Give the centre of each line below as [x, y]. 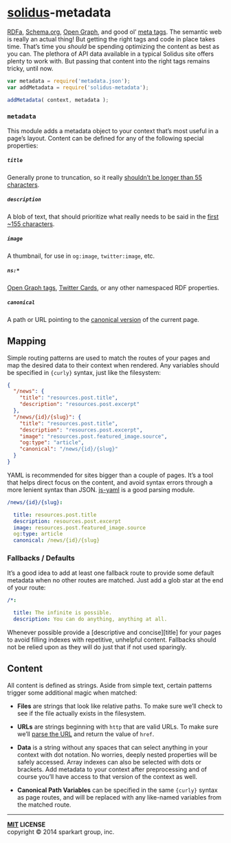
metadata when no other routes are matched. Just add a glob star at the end [115, 580]
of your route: [26, 588]
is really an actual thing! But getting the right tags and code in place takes [111, 39]
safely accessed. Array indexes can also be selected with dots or [109, 762]
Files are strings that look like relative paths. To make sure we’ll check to [120, 706]
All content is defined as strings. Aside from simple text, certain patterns [110, 685]
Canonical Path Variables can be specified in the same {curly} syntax [117, 790]
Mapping [27, 342]
